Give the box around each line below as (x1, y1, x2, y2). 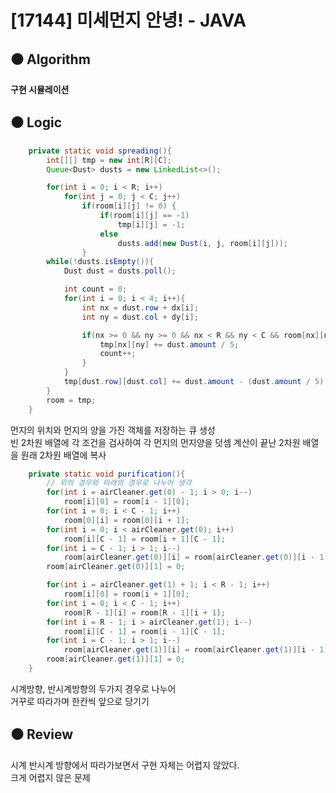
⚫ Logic (10, 114, 63, 131)
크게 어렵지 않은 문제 (10, 771, 91, 783)
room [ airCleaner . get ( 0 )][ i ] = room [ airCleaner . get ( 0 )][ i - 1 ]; (63, 552, 333, 563)
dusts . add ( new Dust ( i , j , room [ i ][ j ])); (117, 238, 289, 248)
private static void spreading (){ (28, 146, 172, 156)
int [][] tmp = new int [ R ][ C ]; (46, 155, 172, 165)
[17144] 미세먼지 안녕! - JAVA (10, 9, 247, 32)
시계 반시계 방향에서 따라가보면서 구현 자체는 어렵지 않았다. (10, 759, 240, 771)
